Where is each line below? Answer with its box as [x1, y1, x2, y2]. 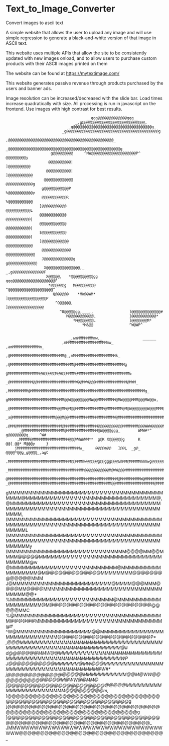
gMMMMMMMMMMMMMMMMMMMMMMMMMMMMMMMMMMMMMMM [6, 489, 163, 495]
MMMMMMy [6, 543, 32, 549]
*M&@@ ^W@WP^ [82, 322, 143, 327]
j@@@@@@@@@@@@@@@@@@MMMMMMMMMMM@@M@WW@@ [6, 671, 161, 677]
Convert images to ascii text [6, 20, 64, 26]
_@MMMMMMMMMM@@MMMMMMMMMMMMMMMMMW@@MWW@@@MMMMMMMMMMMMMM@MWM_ [6, 379, 138, 385]
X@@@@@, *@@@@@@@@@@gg [46, 274, 98, 279]
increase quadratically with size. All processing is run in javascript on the [6, 100, 156, 106]
